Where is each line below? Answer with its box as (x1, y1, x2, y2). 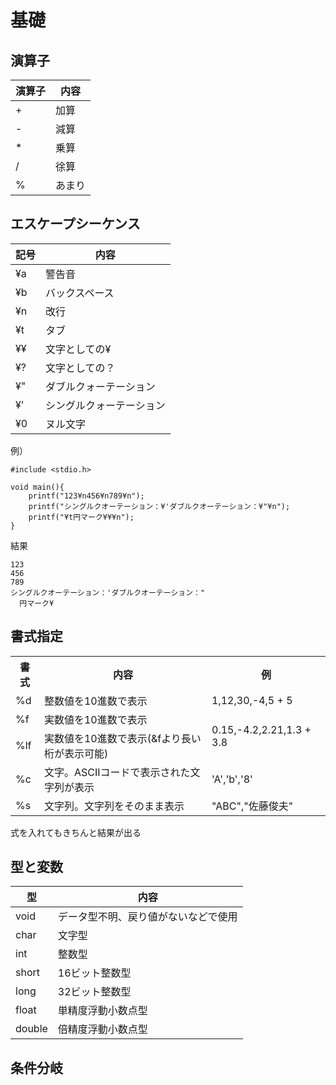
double (15, 1022, 48, 1036)
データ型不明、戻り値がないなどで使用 (57, 910, 238, 924)
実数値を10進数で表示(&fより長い (43, 731, 202, 745)
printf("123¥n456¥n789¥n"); (28, 491, 145, 501)
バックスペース (45, 286, 115, 300)
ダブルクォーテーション (45, 379, 156, 393)
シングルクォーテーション (45, 398, 166, 412)
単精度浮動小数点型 (57, 1004, 148, 1018)
